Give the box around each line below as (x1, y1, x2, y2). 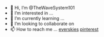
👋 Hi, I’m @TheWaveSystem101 (10, 5, 75, 10)
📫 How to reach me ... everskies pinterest (10, 26, 99, 32)
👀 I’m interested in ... (10, 10, 54, 16)
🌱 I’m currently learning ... (10, 15, 65, 21)
